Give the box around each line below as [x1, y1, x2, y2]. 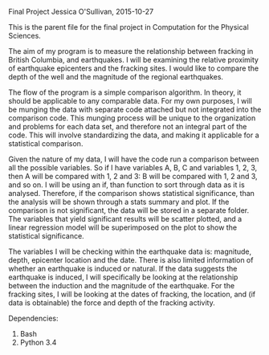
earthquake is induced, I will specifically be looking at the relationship [8, 272, 238, 282]
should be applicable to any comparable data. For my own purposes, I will [8, 96, 253, 105]
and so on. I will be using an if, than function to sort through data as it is [8, 180, 245, 190]
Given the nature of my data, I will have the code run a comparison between [8, 154, 259, 164]
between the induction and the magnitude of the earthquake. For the [8, 281, 235, 290]
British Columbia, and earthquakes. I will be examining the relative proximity [8, 55, 259, 64]
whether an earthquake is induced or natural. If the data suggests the [8, 264, 238, 273]
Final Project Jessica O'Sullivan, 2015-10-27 [8, 7, 154, 16]
